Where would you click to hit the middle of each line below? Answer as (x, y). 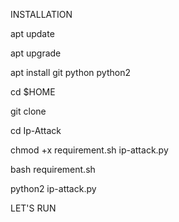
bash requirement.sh (53, 169)
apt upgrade (36, 53)
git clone (28, 111)
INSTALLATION (41, 14)
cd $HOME (33, 92)
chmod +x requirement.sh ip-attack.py (89, 150)
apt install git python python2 (70, 72)
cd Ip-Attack (36, 130)
